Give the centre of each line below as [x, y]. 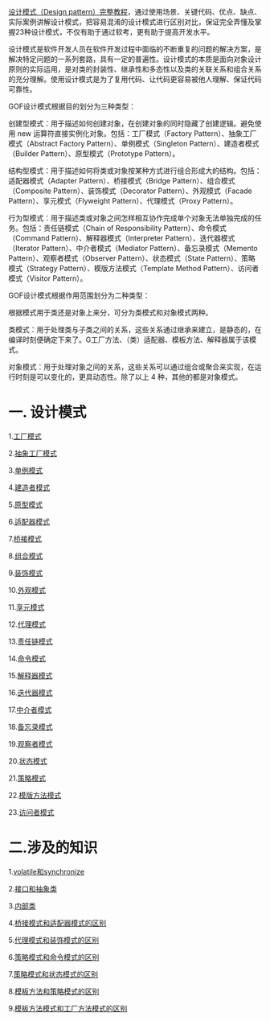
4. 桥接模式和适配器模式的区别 [57, 923]
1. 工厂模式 [25, 436]
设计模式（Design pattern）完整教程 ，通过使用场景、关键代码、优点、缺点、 [135, 12]
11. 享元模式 [27, 607]
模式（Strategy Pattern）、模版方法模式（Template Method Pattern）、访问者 [134, 268]
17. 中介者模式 [30, 710]
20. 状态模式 [28, 761]
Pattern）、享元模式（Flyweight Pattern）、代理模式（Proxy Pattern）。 [123, 201]
